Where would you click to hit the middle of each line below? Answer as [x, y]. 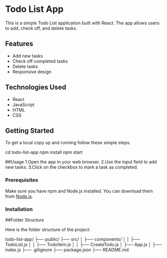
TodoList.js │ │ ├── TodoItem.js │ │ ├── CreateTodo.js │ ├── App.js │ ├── [83, 244]
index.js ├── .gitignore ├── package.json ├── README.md [67, 250]
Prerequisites [22, 180]
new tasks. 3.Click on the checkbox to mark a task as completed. [72, 167]
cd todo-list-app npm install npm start [44, 152]
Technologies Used [36, 87]
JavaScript [23, 104]
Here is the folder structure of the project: [48, 229]
